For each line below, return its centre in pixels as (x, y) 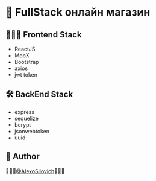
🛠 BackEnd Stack (39, 94)
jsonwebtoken (32, 131)
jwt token (26, 75)
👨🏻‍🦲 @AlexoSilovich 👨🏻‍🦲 (35, 171)
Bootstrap (27, 62)
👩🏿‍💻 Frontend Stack (44, 35)
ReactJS (25, 49)
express (24, 112)
